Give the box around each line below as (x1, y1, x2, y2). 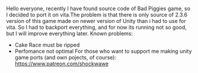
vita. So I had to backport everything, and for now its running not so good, (6, 24, 187, 31)
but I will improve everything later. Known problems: (6, 30, 133, 37)
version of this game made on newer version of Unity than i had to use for (6, 18, 187, 24)
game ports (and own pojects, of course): (14, 54, 117, 61)
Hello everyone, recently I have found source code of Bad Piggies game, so (6, 5, 191, 12)
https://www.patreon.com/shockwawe (14, 60, 108, 67)
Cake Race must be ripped (14, 41, 80, 48)
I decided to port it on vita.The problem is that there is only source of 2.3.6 (6, 11, 188, 18)
